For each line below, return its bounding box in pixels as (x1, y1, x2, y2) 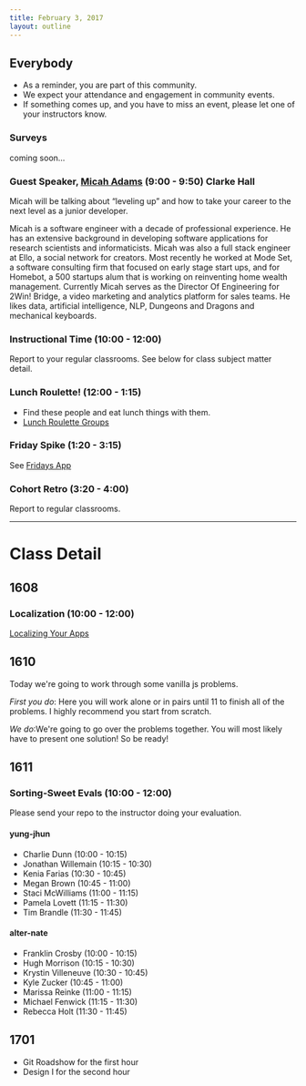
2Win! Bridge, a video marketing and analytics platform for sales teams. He (9, 291, 291, 302)
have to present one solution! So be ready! (9, 733, 169, 743)
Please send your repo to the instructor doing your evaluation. (9, 807, 242, 818)
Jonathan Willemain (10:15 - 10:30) (22, 858, 153, 869)
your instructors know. (22, 108, 107, 119)
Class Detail (9, 544, 102, 565)
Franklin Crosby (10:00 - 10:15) (22, 948, 138, 958)
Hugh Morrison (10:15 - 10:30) (22, 958, 135, 968)
